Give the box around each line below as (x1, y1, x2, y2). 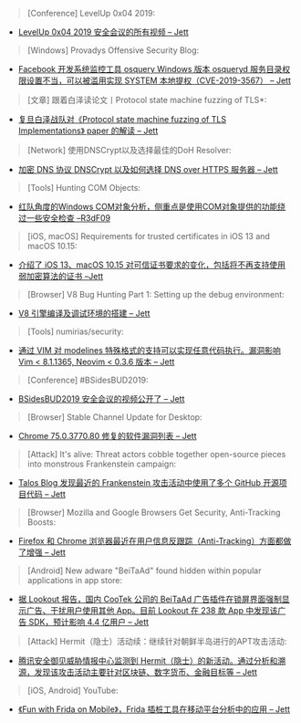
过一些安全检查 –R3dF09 (17, 213, 111, 223)
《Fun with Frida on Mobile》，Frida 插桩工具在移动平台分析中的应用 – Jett (17, 704, 290, 715)
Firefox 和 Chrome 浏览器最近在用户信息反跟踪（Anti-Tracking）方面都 (17, 536, 284, 546)
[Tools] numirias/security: (26, 326, 125, 337)
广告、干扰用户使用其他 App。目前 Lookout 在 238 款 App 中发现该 (26, 605, 278, 615)
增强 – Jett (26, 547, 66, 558)
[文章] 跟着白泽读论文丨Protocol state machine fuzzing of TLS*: (26, 95, 267, 105)
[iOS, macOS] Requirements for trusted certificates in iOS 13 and (26, 231, 271, 241)
